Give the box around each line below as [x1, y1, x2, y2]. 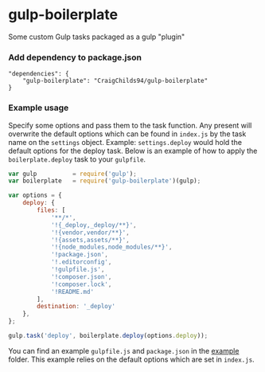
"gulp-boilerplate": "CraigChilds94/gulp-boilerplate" [22, 77, 208, 85]
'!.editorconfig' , [50, 258, 112, 266]
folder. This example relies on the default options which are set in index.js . [8, 354, 255, 364]
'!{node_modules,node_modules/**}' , [50, 243, 173, 252]
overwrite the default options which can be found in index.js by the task [8, 129, 247, 139]
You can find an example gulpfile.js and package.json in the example [8, 346, 240, 355]
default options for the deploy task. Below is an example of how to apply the [8, 146, 258, 155]
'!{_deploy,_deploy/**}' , [50, 221, 137, 229]
